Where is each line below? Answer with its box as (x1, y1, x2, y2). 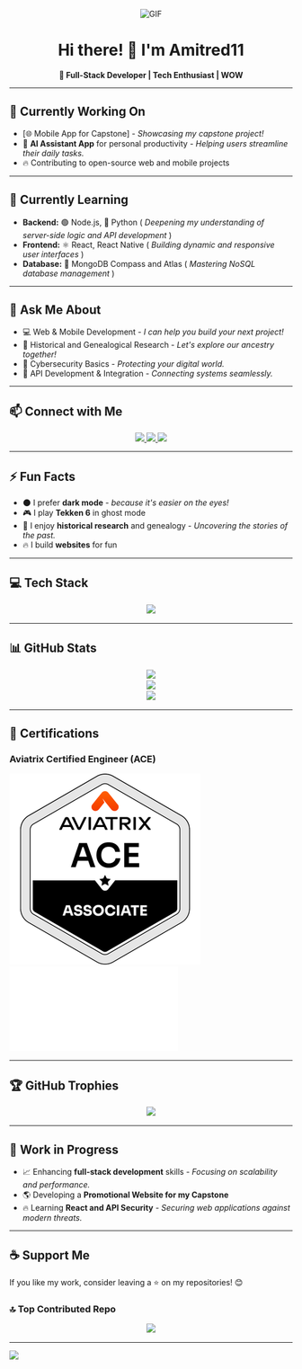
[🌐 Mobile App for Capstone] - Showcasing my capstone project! (22, 128, 264, 138)
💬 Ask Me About (9, 302, 102, 317)
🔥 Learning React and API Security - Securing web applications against (22, 1202, 290, 1213)
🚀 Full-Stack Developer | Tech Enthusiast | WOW (58, 69, 244, 80)
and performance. (22, 1178, 91, 1190)
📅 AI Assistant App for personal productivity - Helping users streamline (22, 138, 289, 148)
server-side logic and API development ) (22, 229, 173, 240)
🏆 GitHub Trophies (9, 1078, 120, 1093)
